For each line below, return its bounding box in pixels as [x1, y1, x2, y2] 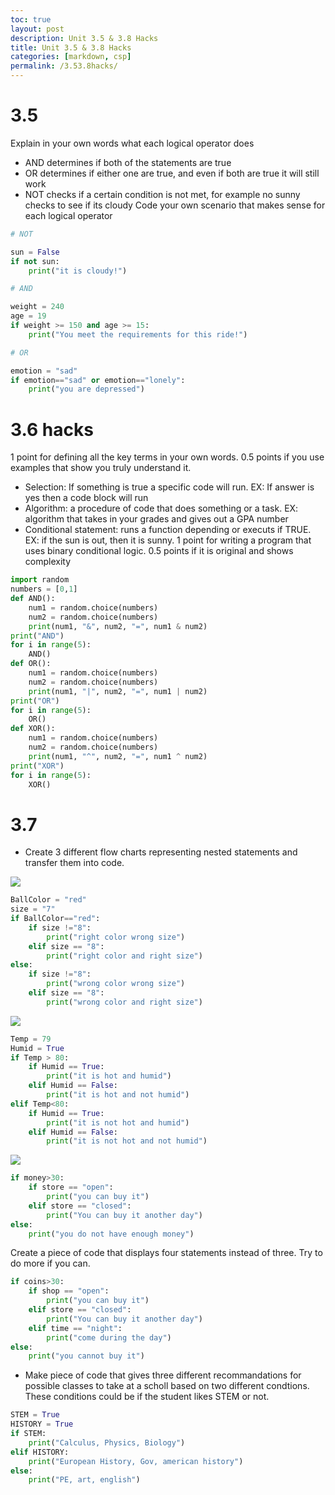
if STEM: [10, 1429, 47, 1439]
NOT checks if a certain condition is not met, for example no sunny [24, 188, 301, 200]
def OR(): [10, 659, 52, 669]
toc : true [10, 14, 52, 25]
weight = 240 [10, 302, 65, 312]
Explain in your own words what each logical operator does [10, 137, 255, 149]
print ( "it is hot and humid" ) [46, 1071, 172, 1081]
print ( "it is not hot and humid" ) [46, 1117, 190, 1128]
